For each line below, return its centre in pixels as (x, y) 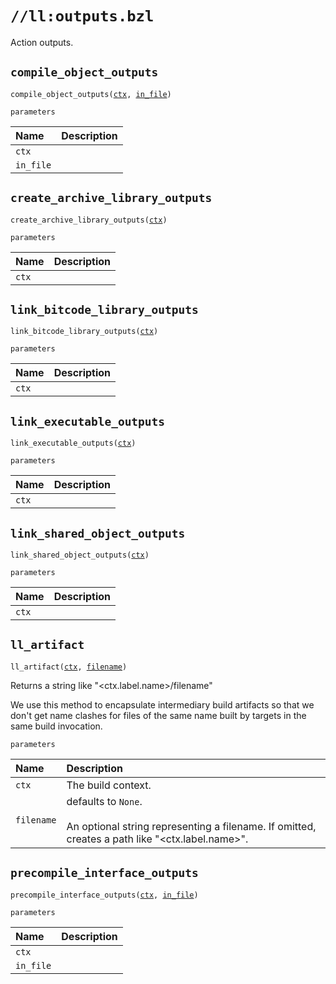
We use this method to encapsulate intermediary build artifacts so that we (162, 704)
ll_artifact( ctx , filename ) (69, 667)
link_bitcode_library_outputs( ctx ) (84, 332)
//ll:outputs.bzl (82, 16)
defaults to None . (104, 801)
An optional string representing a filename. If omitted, (191, 826)
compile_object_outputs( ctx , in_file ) (91, 94)
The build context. (109, 785)
